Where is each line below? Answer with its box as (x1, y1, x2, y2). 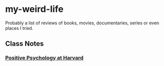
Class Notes (5, 40, 44, 48)
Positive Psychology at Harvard (5, 55, 84, 62)
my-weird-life (5, 3, 64, 15)
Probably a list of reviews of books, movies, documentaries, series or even (5, 20, 159, 26)
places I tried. (5, 25, 34, 31)
